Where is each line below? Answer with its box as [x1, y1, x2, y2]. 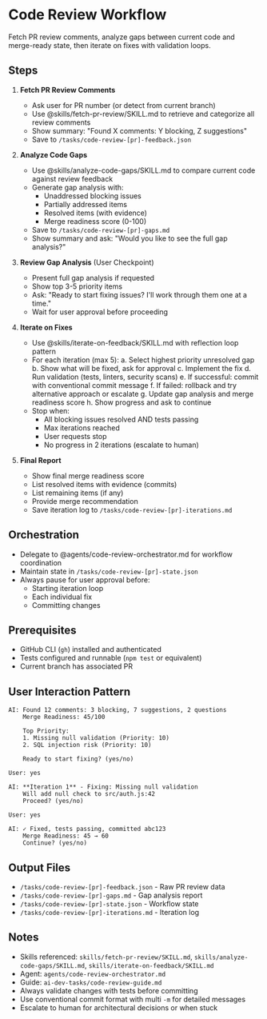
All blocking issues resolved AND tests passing [43, 414, 199, 424]
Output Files [8, 861, 70, 874]
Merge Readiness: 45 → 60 [22, 832, 110, 841]
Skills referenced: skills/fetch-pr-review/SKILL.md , [19, 952, 193, 961]
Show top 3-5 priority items [31, 282, 122, 291]
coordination [19, 557, 62, 567]
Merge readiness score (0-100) [43, 216, 146, 226]
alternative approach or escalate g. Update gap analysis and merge [31, 389, 254, 398]
